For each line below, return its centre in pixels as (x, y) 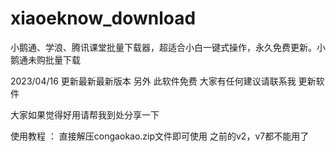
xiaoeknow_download (103, 18)
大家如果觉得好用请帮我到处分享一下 (85, 114)
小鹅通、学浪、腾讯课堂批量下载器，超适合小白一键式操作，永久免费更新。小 (168, 47)
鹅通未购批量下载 (45, 59)
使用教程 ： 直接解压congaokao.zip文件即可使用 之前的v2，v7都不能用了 (160, 136)
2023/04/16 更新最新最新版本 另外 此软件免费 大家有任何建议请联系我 (153, 81)
